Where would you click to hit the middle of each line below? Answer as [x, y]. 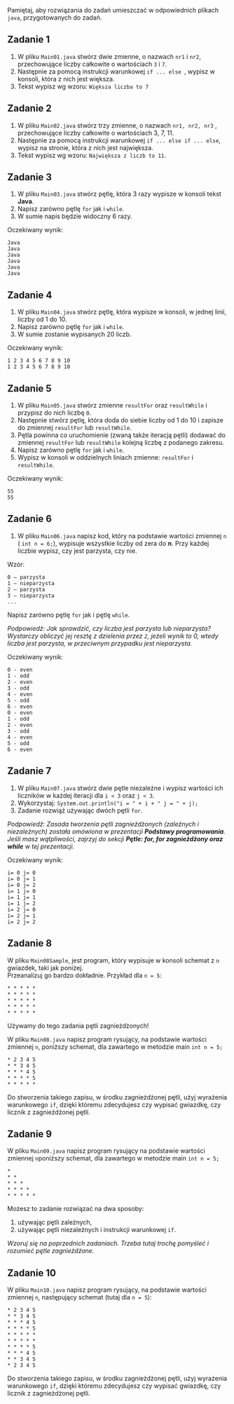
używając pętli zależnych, [55, 1222]
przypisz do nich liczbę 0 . [54, 413]
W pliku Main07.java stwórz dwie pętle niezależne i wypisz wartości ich [120, 788]
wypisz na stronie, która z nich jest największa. [85, 147]
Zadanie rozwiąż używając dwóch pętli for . [80, 810]
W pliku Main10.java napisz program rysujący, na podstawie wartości [107, 1290]
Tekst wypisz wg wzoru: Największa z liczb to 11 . [92, 155]
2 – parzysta [26, 589]
